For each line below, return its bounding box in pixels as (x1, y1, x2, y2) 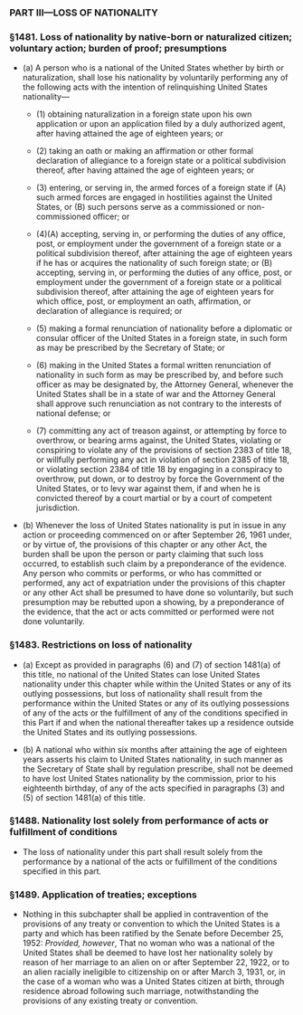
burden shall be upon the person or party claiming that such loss (22, 549, 264, 560)
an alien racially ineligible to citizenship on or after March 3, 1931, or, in (22, 966, 286, 978)
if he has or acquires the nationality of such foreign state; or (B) (35, 258, 273, 269)
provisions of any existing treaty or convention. (22, 995, 199, 1006)
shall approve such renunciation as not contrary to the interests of (35, 398, 282, 409)
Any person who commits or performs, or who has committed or (22, 568, 262, 579)
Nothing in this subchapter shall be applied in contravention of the (22, 909, 270, 920)
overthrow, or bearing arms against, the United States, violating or (35, 435, 282, 446)
